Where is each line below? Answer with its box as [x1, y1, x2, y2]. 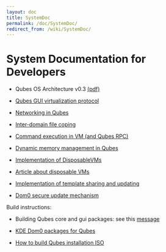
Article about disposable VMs [15, 168, 90, 176]
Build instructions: [6, 204, 52, 211]
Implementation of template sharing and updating [15, 180, 140, 187]
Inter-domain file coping [15, 121, 76, 128]
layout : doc [6, 9, 37, 15]
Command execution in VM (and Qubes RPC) [15, 132, 129, 140]
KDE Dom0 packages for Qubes [15, 227, 96, 235]
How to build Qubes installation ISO [15, 239, 104, 247]
